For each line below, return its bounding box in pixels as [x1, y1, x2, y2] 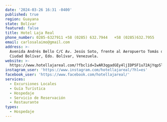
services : [5, 77, 26, 82]
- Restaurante [9, 100, 39, 105]
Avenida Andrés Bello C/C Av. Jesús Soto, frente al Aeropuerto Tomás [9, 49, 159, 54]
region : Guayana [5, 16, 39, 21]
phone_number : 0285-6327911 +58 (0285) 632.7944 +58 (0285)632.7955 [5, 35, 155, 40]
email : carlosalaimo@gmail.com [5, 40, 70, 45]
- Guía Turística [9, 86, 46, 91]
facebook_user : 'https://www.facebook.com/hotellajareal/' [5, 72, 130, 77]
